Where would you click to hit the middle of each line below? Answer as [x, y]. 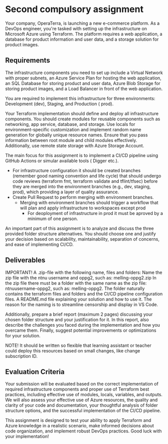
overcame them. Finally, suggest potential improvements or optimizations [81, 330]
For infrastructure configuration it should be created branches [76, 170]
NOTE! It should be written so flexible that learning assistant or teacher [78, 345]
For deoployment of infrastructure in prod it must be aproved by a [95, 213]
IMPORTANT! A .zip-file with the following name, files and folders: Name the [84, 272]
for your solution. [23, 335]
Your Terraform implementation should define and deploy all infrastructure [82, 113]
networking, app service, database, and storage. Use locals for [70, 124]
